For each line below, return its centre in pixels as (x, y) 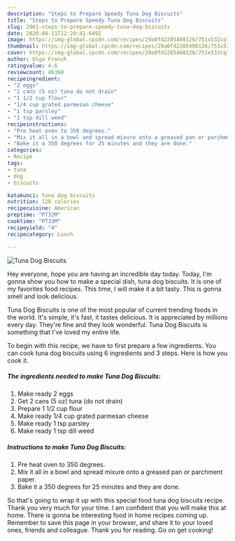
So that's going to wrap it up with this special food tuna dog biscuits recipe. (116, 500)
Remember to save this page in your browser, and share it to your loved (110, 523)
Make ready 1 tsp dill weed (56, 431)
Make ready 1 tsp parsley (53, 424)
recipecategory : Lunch (40, 234)
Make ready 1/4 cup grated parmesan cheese (83, 416)
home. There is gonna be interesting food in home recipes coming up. (108, 515)
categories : (24, 150)
